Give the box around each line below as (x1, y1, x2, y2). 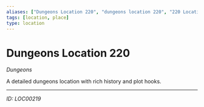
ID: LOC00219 (6, 95, 41, 103)
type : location (6, 20, 45, 26)
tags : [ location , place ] (6, 15, 69, 21)
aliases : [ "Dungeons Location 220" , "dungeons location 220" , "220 (6, 8, 181, 15)
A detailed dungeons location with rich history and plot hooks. (6, 78, 162, 85)
